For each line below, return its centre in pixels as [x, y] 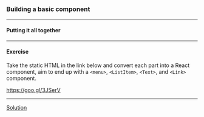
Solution [17, 107]
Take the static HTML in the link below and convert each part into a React [98, 65]
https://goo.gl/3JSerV [33, 90]
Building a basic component [48, 9]
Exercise [18, 52]
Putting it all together [33, 30]
